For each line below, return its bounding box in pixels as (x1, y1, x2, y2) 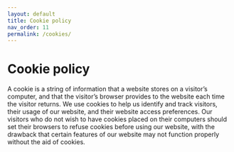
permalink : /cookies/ (7, 30, 72, 38)
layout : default (7, 10, 55, 18)
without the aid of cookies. (7, 138, 85, 146)
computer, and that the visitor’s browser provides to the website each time (7, 92, 225, 101)
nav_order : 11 (7, 24, 50, 31)
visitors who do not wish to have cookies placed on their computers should (7, 115, 228, 123)
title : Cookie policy (7, 17, 72, 24)
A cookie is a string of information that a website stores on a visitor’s (7, 85, 208, 93)
